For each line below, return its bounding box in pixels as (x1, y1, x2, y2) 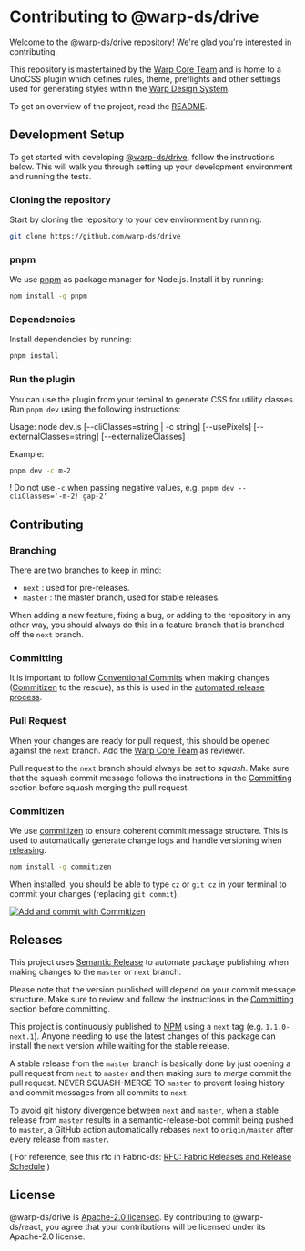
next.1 (9, 1032, 35, 1042)
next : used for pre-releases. (22, 583, 130, 594)
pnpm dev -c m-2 (9, 466, 71, 475)
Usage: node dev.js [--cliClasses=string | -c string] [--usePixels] (9, 421, 252, 432)
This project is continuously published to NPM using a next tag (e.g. (9, 1021, 264, 1032)
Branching (9, 544, 56, 556)
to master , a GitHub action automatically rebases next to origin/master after (9, 1124, 294, 1134)
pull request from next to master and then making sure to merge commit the (9, 1067, 293, 1078)
